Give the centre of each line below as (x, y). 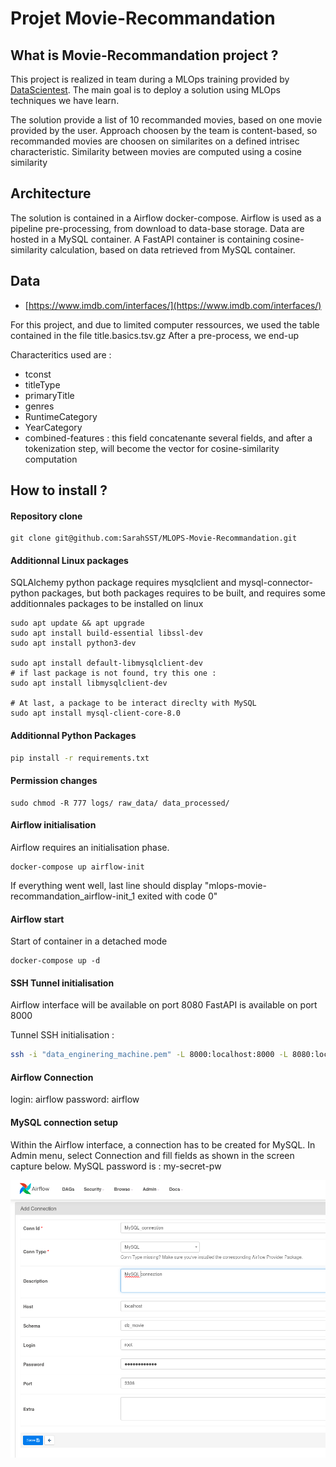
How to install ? (59, 490)
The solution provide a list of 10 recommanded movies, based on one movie (166, 120)
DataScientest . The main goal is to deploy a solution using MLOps (145, 90)
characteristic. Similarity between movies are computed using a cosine (156, 151)
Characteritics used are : (61, 354)
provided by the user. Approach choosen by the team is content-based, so (164, 130)
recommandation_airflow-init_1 (73, 896)
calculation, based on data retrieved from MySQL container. (172, 249)
